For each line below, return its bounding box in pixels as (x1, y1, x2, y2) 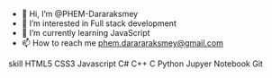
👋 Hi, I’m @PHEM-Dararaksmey (21, 9, 139, 19)
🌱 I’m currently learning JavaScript (21, 28, 150, 38)
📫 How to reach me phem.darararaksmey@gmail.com (21, 38, 224, 48)
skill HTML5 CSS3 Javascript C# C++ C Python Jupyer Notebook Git (8, 58, 263, 69)
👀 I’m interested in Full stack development (21, 18, 177, 29)
